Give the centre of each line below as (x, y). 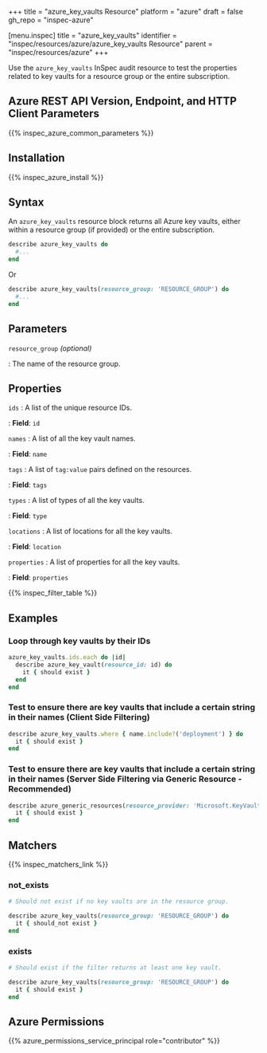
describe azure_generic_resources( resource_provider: (99, 805)
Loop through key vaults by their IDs (79, 641)
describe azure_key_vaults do (58, 245)
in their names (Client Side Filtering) (79, 717)
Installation (37, 158)
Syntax (26, 202)
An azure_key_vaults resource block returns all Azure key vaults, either (124, 222)
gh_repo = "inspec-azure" (51, 20)
